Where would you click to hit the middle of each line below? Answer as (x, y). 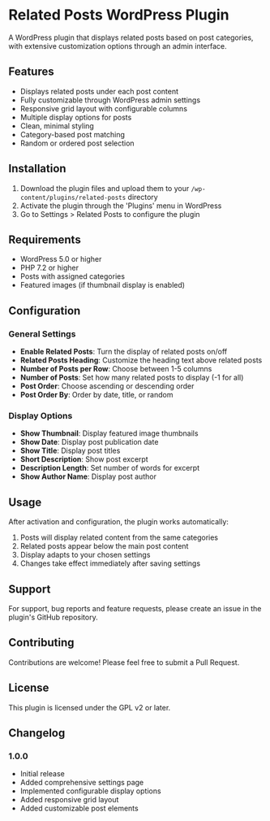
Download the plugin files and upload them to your (105, 188)
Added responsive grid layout (69, 800)
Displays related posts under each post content (99, 91)
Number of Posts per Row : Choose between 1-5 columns (116, 369)
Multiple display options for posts (76, 117)
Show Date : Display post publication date (89, 442)
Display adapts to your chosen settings (85, 555)
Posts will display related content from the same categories (119, 537)
